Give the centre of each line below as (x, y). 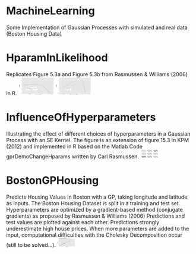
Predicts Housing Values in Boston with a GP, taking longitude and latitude (97, 197)
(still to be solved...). (31, 244)
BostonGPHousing (53, 180)
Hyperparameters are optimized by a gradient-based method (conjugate (94, 209)
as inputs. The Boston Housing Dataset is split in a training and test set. (93, 203)
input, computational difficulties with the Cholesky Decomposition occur (94, 235)
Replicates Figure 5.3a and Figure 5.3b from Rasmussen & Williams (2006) (97, 74)
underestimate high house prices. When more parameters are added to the (98, 228)
